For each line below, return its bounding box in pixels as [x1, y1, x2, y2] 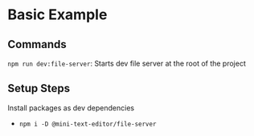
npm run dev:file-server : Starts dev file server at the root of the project [7, 58, 247, 68]
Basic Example [7, 6, 108, 24]
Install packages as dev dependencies [7, 102, 134, 113]
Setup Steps [7, 82, 70, 95]
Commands [7, 38, 68, 51]
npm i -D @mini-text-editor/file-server [18, 120, 157, 128]
